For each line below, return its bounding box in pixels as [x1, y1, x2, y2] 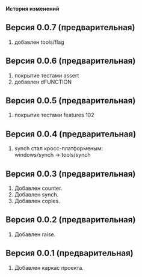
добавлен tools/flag [14, 38, 64, 46]
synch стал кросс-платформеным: [14, 145, 103, 152]
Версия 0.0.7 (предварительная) [5, 22, 135, 32]
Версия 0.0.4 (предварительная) [5, 129, 137, 139]
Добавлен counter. [14, 184, 63, 192]
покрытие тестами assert [14, 72, 79, 79]
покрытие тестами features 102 [14, 111, 94, 119]
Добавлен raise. [14, 231, 56, 238]
